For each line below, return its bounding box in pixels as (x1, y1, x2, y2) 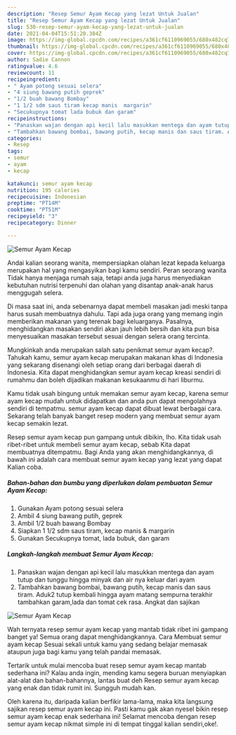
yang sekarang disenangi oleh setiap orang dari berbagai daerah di (7, 360, 202, 369)
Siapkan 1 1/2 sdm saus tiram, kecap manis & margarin (17, 526, 175, 535)
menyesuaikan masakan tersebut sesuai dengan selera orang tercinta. (7, 332, 211, 340)
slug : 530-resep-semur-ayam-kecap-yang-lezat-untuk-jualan (7, 23, 184, 30)
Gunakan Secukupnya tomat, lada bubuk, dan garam (17, 534, 170, 542)
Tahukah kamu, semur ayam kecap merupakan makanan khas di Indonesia (7, 353, 223, 361)
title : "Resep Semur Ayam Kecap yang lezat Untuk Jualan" (7, 17, 181, 24)
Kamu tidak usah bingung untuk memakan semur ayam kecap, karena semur (7, 389, 229, 398)
